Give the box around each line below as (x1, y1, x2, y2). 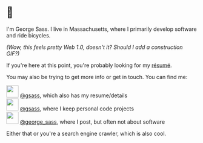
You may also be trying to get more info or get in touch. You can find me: (6, 73, 188, 80)
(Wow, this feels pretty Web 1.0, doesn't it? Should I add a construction (6, 43, 183, 51)
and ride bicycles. (6, 31, 51, 39)
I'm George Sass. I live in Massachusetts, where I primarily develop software (6, 25, 197, 33)
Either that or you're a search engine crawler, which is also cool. (6, 130, 167, 137)
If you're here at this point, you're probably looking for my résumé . (6, 62, 172, 69)
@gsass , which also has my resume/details (19, 92, 128, 99)
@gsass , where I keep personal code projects (19, 105, 135, 112)
